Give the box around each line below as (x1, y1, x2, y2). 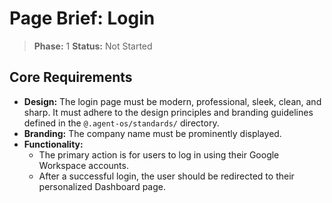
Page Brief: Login (9, 7, 156, 30)
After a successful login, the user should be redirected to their (38, 170, 295, 182)
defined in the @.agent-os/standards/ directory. (23, 117, 220, 129)
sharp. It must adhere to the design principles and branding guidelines (23, 106, 314, 118)
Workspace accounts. (38, 159, 129, 171)
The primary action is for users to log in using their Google (38, 148, 280, 161)
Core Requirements (9, 69, 133, 86)
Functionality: (23, 138, 84, 150)
